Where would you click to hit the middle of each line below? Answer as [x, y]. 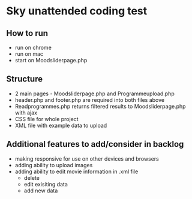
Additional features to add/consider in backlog [95, 144]
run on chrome [33, 47]
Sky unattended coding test [77, 11]
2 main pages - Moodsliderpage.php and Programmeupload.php [95, 94]
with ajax [26, 113]
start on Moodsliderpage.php [51, 60]
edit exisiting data [46, 184]
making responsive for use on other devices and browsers [87, 159]
